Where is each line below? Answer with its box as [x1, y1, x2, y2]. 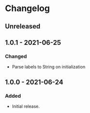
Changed [5, 53, 27, 59]
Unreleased [5, 22, 41, 30]
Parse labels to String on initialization [12, 64, 86, 70]
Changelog [5, 3, 50, 14]
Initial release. [12, 103, 40, 109]
